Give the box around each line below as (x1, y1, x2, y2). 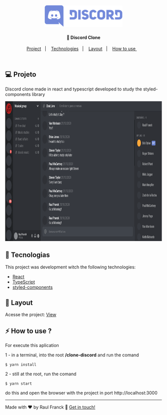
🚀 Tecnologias (5, 251, 50, 259)
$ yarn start (5, 381, 32, 386)
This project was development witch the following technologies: (5, 264, 136, 270)
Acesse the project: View (5, 312, 57, 318)
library (32, 91, 45, 97)
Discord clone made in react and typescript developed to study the (5, 86, 143, 92)
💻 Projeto (5, 70, 36, 79)
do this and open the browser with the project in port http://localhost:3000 (5, 390, 158, 396)
